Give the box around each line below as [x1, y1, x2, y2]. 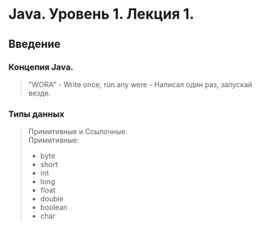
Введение [8, 37, 61, 51]
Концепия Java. [8, 61, 74, 73]
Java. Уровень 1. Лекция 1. [8, 5, 195, 23]
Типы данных [8, 108, 65, 120]
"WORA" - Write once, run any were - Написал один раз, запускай [27, 79, 253, 89]
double [40, 194, 64, 204]
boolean [40, 203, 68, 213]
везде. [27, 88, 51, 98]
